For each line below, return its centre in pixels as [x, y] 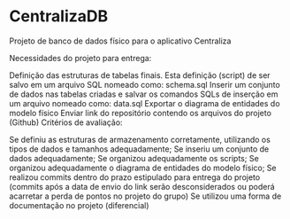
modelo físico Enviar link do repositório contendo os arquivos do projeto [141, 113]
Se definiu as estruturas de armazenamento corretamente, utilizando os [140, 139]
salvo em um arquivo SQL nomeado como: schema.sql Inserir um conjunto [145, 84]
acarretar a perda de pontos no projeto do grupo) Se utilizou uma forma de [145, 196]
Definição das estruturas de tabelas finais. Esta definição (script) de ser [140, 75]
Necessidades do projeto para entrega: [80, 58]
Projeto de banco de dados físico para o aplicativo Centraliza [120, 41]
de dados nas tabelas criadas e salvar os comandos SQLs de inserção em [144, 94]
